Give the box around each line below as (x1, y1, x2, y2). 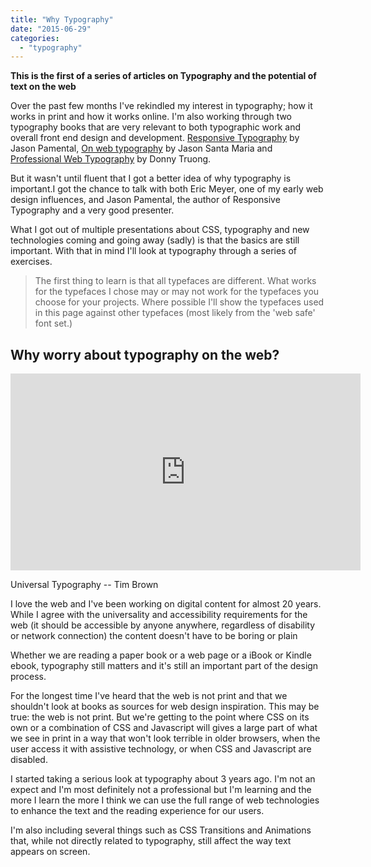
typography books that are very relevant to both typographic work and (10, 121, 301, 133)
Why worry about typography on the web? (10, 346, 280, 363)
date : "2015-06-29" (10, 24, 92, 34)
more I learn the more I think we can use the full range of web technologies (10, 794, 320, 806)
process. (10, 671, 47, 683)
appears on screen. (10, 846, 91, 858)
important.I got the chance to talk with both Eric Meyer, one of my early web (10, 183, 324, 195)
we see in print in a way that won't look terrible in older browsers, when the (10, 732, 321, 745)
